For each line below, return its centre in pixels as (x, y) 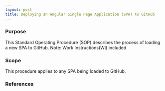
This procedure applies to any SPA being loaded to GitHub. (66, 71)
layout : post (19, 10)
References (19, 84)
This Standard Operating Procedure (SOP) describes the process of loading (83, 42)
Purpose (16, 32)
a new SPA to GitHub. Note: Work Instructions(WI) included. (67, 47)
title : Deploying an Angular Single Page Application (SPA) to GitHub (80, 14)
